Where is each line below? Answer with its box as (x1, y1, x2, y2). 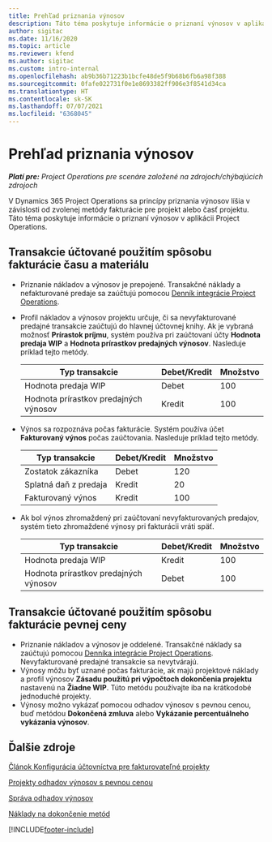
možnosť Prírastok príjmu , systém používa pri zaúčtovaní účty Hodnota (19, 329, 261, 339)
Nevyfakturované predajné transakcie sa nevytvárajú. (19, 656, 199, 666)
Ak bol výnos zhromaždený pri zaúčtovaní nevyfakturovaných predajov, (19, 513, 259, 522)
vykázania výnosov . (19, 717, 90, 727)
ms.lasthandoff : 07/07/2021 (8, 102, 104, 110)
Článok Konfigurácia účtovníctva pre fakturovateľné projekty (8, 762, 210, 771)
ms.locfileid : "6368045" (8, 110, 92, 118)
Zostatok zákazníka (23, 466, 99, 477)
